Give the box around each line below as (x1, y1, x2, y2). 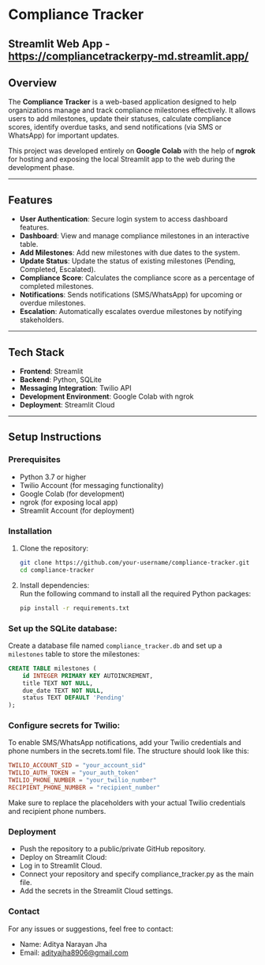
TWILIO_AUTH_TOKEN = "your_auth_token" (8, 769, 140, 777)
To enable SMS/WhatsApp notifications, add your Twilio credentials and (8, 738, 242, 747)
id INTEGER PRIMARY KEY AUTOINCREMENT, (22, 672, 154, 679)
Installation (8, 525, 53, 536)
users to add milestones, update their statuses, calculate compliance (8, 114, 232, 123)
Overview (8, 76, 58, 89)
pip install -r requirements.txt (19, 604, 130, 612)
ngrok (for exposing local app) (19, 497, 118, 507)
